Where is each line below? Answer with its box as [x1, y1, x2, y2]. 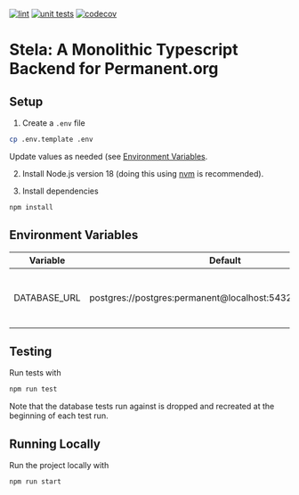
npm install [9, 202, 53, 211]
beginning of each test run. [9, 410, 109, 421]
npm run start [9, 477, 62, 486]
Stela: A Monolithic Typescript [9, 40, 238, 60]
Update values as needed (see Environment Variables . [9, 151, 208, 161]
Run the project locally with [9, 460, 109, 471]
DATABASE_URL [13, 291, 81, 303]
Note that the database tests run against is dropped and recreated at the [9, 401, 275, 412]
